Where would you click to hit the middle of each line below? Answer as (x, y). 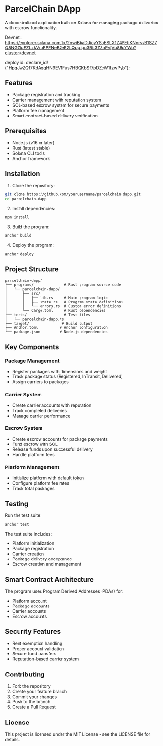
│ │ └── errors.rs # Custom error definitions (63, 306)
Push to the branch (31, 702)
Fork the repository (31, 686)
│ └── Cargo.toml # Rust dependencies (55, 310)
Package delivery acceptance (42, 559)
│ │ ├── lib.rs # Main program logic (57, 298)
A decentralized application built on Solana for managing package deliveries (82, 23)
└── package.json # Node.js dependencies (57, 332)
